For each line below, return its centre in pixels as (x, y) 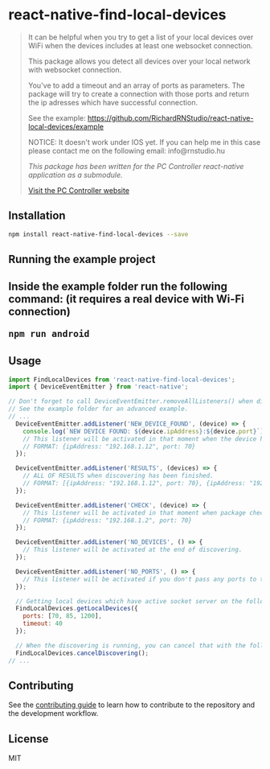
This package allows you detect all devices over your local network (139, 61)
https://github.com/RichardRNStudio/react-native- (170, 117)
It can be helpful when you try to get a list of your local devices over (141, 37)
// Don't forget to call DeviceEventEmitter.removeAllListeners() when (131, 401)
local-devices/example (66, 126)
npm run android (49, 334)
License (29, 739)
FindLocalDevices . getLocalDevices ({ (77, 609)
